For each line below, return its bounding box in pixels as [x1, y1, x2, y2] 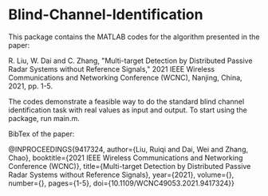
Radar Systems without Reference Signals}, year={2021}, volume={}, [8, 170, 235, 179]
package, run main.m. [8, 113, 80, 123]
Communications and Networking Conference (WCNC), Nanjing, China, [8, 73, 242, 82]
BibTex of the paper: [8, 129, 75, 139]
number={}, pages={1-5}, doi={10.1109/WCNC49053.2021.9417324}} [8, 178, 235, 188]
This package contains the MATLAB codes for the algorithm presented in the [8, 32, 260, 41]
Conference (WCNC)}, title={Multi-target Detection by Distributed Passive [8, 161, 251, 171]
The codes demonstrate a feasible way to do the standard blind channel [8, 96, 245, 106]
